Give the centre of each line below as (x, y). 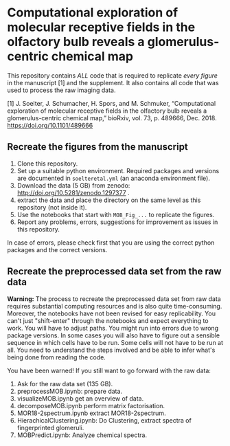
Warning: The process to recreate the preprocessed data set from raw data (114, 299)
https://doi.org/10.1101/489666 (50, 125)
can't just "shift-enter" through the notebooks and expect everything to (108, 320)
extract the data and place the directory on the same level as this (109, 200)
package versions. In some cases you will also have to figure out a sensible (114, 335)
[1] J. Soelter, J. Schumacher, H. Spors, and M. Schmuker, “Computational (112, 103)
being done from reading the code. (57, 357)
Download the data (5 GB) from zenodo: (73, 185)
